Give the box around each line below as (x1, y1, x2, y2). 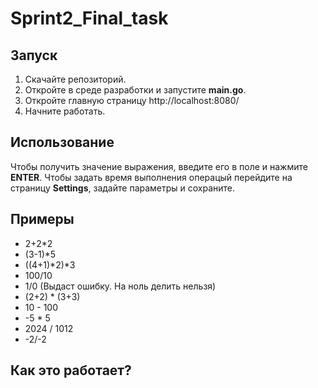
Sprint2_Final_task (10, 7, 169, 30)
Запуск (10, 47, 58, 64)
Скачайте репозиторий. (24, 73, 127, 85)
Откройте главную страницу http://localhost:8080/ (24, 95, 240, 106)
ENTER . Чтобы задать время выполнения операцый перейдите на (10, 171, 293, 183)
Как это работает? (10, 362, 132, 379)
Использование (10, 134, 115, 151)
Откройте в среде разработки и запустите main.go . (24, 84, 247, 96)
